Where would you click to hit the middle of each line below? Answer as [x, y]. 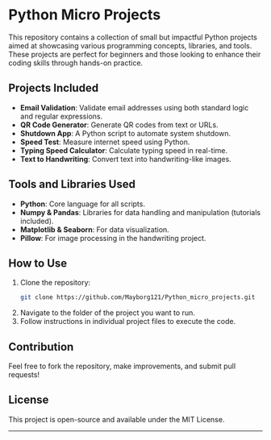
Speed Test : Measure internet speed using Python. [105, 142]
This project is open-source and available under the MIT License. [117, 419]
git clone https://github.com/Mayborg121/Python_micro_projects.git [138, 297]
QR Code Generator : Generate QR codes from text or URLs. [119, 125]
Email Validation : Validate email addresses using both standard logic [134, 107]
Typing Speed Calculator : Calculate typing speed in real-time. [124, 150]
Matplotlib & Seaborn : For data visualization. [94, 229]
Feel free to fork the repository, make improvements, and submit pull [122, 366]
